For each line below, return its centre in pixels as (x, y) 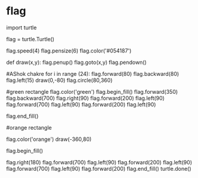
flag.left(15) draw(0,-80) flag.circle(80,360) (59, 80)
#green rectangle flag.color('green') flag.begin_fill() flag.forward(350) (92, 91)
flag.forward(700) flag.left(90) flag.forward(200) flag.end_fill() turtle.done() (99, 168)
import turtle (22, 27)
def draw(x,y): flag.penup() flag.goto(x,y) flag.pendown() (77, 62)
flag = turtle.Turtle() (31, 39)
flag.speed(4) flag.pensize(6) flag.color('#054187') (69, 50)
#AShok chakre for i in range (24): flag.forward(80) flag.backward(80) (93, 73)
